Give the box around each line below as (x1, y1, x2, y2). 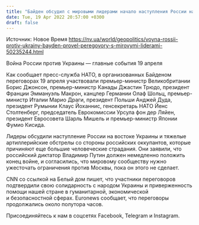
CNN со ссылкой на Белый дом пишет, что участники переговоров (6, 175, 176, 183)
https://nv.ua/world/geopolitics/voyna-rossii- (68, 36, 178, 43)
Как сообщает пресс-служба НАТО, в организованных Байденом (6, 71, 172, 79)
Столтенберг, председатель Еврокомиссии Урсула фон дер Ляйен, (6, 109, 176, 116)
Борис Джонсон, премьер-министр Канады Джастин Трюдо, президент (6, 84, 190, 91)
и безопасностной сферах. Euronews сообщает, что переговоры (6, 194, 169, 201)
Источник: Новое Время (6, 36, 68, 43)
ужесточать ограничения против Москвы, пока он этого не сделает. (6, 164, 179, 171)
